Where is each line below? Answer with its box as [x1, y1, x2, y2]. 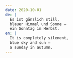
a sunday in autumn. [10, 45, 53, 50]
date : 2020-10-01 [5, 7, 42, 13]
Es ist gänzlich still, [10, 17, 59, 22]
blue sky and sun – [10, 40, 51, 45]
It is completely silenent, [10, 36, 69, 41]
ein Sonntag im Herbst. [10, 26, 59, 31]
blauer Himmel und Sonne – [10, 21, 66, 27]
